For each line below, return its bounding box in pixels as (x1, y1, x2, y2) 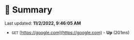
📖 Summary (4, 4, 52, 15)
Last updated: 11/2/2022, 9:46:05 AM (4, 20, 81, 26)
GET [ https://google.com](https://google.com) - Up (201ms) (11, 29, 130, 35)
